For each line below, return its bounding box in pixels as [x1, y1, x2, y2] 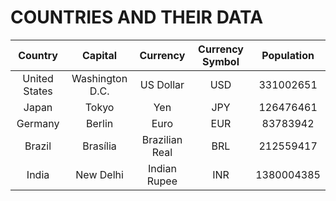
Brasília [82, 139, 117, 153]
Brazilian [141, 132, 183, 146]
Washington [71, 71, 128, 85]
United [22, 71, 54, 85]
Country [18, 48, 58, 62]
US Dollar [139, 77, 185, 91]
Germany [16, 116, 60, 130]
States [23, 84, 53, 98]
